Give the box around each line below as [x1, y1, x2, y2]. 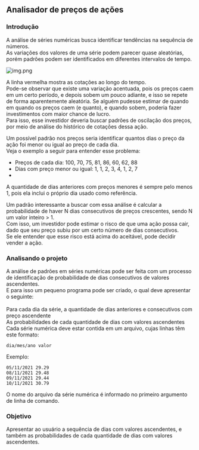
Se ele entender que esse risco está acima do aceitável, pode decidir [6, 232, 176, 240]
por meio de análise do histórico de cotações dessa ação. [6, 123, 148, 130]
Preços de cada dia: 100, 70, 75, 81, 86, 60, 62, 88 [14, 158, 138, 166]
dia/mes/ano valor [6, 342, 52, 348]
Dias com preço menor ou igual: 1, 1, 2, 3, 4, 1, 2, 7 [14, 165, 138, 172]
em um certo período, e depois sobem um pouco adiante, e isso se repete [6, 91, 188, 98]
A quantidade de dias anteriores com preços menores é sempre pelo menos [6, 183, 193, 190]
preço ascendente [6, 312, 51, 319]
